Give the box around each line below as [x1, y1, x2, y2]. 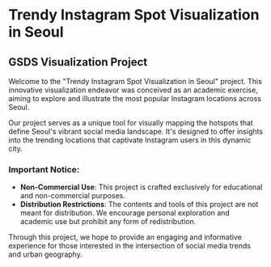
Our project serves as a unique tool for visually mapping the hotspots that [8, 118, 253, 127]
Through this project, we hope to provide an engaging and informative [8, 232, 243, 242]
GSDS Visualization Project [8, 55, 148, 69]
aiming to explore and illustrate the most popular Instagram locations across [8, 94, 261, 103]
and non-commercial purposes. [19, 191, 125, 201]
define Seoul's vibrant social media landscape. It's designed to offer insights [8, 127, 264, 136]
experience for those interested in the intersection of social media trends [8, 241, 251, 251]
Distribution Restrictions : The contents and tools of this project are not [19, 200, 259, 210]
